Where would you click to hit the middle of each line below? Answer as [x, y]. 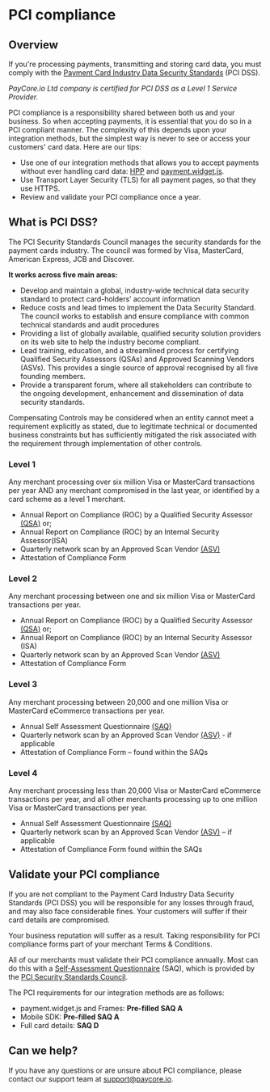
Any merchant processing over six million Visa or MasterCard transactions [132, 482]
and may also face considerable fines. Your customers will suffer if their [128, 911]
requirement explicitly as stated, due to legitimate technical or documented [133, 426]
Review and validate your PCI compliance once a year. [110, 197]
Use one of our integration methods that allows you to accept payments [139, 162]
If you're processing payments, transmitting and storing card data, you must [135, 64]
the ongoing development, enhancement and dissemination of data [132, 393]
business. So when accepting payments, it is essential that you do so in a [130, 121]
